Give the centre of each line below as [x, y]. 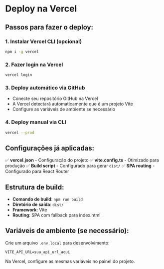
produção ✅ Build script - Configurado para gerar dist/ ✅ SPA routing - [80, 166]
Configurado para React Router [37, 171]
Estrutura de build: [35, 187]
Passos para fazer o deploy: [49, 27]
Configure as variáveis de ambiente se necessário [64, 109]
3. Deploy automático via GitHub [45, 87]
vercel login [19, 75]
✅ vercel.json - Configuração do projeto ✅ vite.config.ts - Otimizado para [82, 160]
